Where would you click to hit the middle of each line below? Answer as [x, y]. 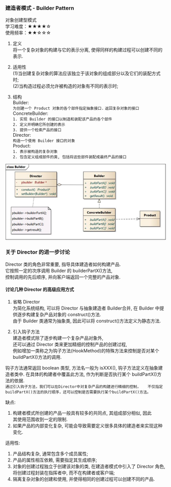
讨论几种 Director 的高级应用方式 [40, 290]
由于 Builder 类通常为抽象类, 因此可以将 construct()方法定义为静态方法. [87, 321]
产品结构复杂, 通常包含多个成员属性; [50, 453]
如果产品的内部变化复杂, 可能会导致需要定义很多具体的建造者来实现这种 [88, 425]
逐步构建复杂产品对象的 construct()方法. [59, 314]
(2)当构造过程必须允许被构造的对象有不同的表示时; [65, 86]
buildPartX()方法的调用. [37, 357]
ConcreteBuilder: [30, 113]
